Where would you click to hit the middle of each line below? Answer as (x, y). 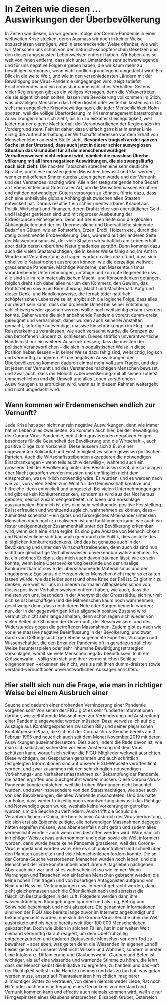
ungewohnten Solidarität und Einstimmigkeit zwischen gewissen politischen (83, 451)
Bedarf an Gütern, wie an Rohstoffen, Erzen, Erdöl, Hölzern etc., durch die (81, 230)
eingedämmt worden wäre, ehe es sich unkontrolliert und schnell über (89, 848)
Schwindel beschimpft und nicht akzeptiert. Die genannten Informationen (80, 907)
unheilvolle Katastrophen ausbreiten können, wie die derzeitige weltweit (79, 262)
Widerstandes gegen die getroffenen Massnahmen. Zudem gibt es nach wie (83, 627)
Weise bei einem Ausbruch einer (57, 693)
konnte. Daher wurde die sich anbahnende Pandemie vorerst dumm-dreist (82, 315)
